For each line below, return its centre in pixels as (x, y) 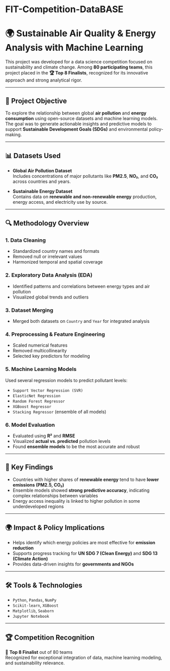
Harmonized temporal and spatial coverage (57, 262)
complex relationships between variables (55, 496)
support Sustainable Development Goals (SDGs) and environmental (77, 129)
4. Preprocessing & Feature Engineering (55, 334)
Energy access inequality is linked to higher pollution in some (76, 501)
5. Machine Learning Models (41, 369)
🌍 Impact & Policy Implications (55, 528)
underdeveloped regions (38, 506)
